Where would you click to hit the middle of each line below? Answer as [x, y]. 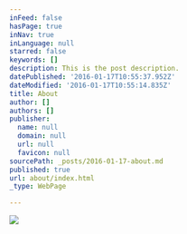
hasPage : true [36, 26]
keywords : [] [34, 60]
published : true [40, 170]
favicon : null [44, 152]
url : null [36, 144]
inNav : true [32, 34]
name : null [38, 128]
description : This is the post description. [94, 69]
